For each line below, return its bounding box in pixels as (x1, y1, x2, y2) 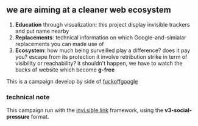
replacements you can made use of (15, 40, 104, 47)
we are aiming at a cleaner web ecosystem (6, 5, 172, 15)
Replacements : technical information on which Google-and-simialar (15, 33, 186, 41)
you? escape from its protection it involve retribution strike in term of (15, 53, 188, 60)
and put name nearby (15, 27, 69, 35)
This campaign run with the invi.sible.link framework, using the (6, 107, 163, 114)
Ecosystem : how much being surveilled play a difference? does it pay (15, 47, 191, 54)
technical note (6, 93, 50, 101)
